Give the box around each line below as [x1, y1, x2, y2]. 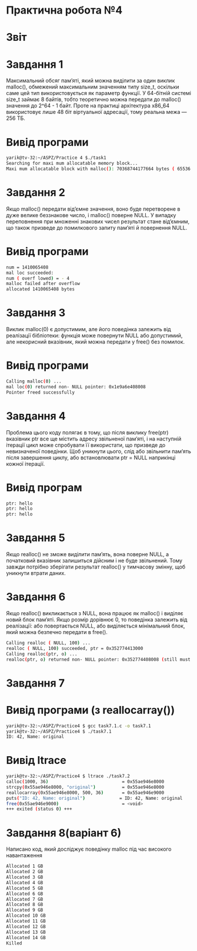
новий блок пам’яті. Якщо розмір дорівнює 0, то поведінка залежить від [6, 616, 188, 623]
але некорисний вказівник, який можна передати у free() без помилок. [6, 338, 185, 345]
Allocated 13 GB [6, 929, 46, 935]
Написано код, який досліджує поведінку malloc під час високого [6, 845, 172, 853]
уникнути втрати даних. [6, 570, 66, 577]
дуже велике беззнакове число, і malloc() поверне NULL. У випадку [6, 211, 176, 218]
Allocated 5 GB [6, 885, 44, 891]
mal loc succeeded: [6, 270, 54, 276]
